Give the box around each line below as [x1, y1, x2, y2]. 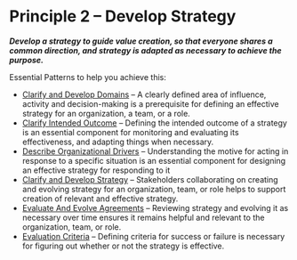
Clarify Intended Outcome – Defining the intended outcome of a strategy [21, 118, 287, 128]
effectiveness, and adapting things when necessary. [21, 136, 214, 147]
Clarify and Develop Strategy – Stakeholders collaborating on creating [21, 174, 278, 184]
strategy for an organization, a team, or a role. [21, 108, 191, 118]
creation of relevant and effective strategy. [21, 193, 179, 204]
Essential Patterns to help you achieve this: [9, 71, 166, 82]
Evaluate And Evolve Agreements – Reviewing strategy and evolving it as [21, 202, 289, 213]
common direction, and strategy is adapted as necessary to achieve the [9, 45, 282, 55]
